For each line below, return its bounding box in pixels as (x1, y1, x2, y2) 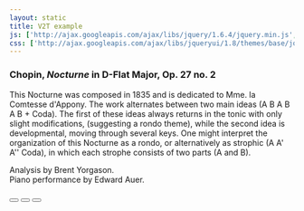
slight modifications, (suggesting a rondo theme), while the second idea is (9, 118, 285, 129)
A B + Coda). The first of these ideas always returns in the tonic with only (9, 108, 283, 119)
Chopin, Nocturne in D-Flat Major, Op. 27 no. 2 (9, 69, 216, 82)
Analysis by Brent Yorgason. (9, 164, 115, 175)
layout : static (9, 13, 67, 23)
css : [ (9, 38, 34, 48)
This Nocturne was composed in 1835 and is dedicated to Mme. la (9, 89, 256, 100)
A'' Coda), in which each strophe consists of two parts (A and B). (9, 147, 252, 158)
